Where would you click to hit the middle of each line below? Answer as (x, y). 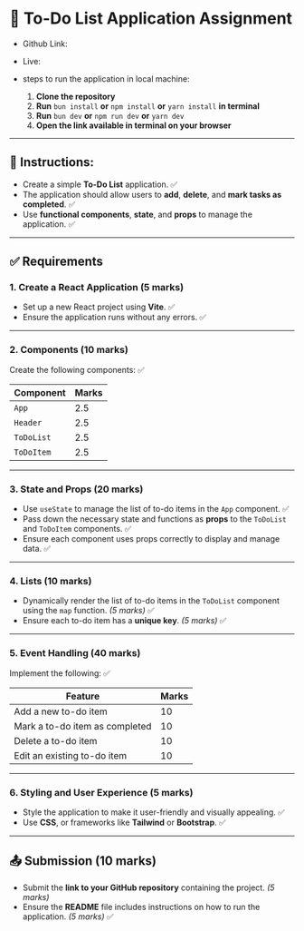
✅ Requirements (57, 262)
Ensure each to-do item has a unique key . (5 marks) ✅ (124, 621)
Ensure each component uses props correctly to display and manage (151, 539)
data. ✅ (37, 549)
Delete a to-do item (56, 740)
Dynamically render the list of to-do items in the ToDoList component (151, 601)
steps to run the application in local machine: (106, 78)
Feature (83, 696)
